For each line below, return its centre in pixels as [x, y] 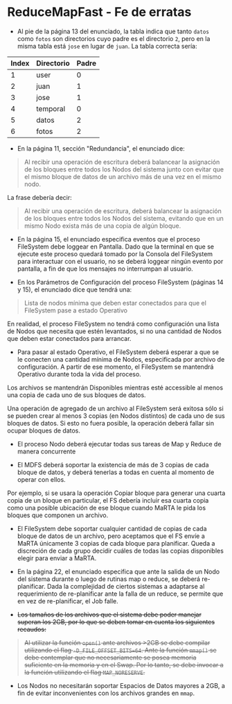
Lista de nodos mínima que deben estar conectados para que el [115, 303]
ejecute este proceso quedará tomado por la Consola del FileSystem [115, 253]
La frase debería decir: [40, 197]
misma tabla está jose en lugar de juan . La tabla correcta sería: [107, 46]
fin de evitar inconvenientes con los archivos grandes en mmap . [106, 693]
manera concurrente [46, 451]
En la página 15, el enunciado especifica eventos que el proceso [109, 239]
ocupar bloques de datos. [44, 430]
